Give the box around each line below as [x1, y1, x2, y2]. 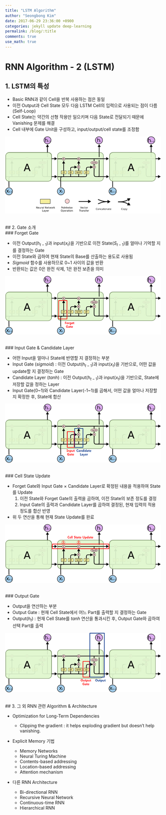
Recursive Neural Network [19, 795, 74, 801]
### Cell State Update [5, 473, 50, 479]
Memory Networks [19, 748, 58, 754]
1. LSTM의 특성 [5, 82, 49, 91]
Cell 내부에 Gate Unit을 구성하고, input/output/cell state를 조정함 [12, 126, 140, 132]
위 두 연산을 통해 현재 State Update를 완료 [12, 514, 95, 520]
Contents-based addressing [19, 759, 77, 764]
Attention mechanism [19, 769, 63, 775]
